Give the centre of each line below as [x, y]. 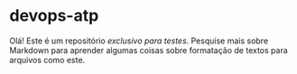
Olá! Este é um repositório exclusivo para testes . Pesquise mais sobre [139, 41]
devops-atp [54, 16]
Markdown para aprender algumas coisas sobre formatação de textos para [149, 50]
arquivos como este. [47, 60]
